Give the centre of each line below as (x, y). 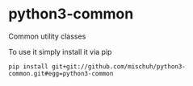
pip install (28, 66)
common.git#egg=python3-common (61, 73)
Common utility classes (47, 36)
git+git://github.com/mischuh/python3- (118, 66)
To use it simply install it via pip (60, 51)
